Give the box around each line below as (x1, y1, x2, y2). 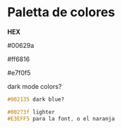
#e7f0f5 (7, 68, 31, 77)
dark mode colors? (7, 82, 62, 90)
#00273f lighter (7, 109, 55, 116)
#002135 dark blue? (7, 96, 65, 103)
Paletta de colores (7, 4, 115, 20)
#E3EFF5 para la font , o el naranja (7, 115, 115, 122)
